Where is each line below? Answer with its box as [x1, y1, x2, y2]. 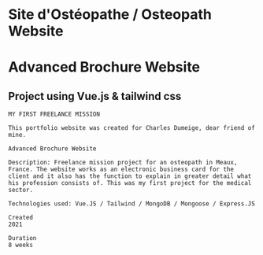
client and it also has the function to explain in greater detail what [8, 172, 252, 180]
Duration [8, 235, 37, 242]
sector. [8, 187, 34, 194]
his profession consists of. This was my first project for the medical [8, 179, 252, 187]
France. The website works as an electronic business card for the [8, 165, 235, 174]
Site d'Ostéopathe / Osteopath [8, 6, 213, 24]
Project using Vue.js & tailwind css [8, 89, 182, 103]
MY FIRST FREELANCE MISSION [8, 110, 101, 119]
